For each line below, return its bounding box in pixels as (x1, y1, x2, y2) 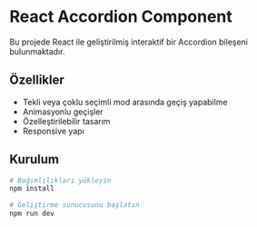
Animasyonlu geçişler (22, 106, 104, 117)
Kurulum (9, 152, 60, 167)
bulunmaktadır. (9, 45, 65, 56)
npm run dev (9, 209, 54, 219)
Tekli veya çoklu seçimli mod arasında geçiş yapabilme (22, 96, 229, 107)
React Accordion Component (9, 6, 233, 27)
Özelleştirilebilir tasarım (22, 115, 111, 126)
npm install (9, 184, 54, 193)
